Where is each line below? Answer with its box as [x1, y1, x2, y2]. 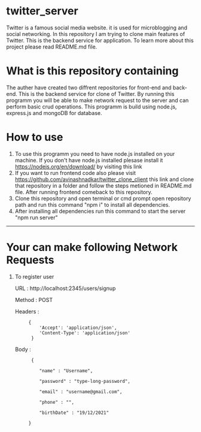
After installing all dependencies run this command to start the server [14, 207, 186, 215]
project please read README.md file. [6, 43, 98, 50]
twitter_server [6, 4, 79, 18]
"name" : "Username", [39, 367, 93, 374]
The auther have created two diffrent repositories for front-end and [6, 84, 172, 91]
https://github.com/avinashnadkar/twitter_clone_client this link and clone [14, 176, 194, 183]
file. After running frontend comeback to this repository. [14, 188, 153, 195]
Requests [6, 253, 54, 267]
